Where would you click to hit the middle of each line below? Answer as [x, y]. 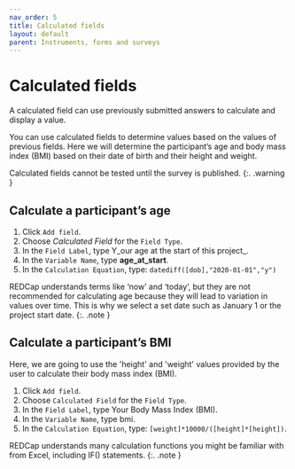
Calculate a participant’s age [90, 211]
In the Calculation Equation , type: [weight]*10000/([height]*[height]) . [154, 428]
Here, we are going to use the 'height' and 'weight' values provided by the [144, 363]
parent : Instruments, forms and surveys [85, 42]
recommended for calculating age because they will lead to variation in [139, 296]
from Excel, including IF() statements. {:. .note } [95, 455]
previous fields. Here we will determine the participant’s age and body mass [147, 146]
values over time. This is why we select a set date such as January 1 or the [145, 305]
